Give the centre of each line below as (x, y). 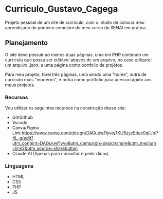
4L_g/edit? (23, 138)
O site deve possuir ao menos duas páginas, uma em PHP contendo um (77, 54)
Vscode (20, 123)
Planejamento (27, 43)
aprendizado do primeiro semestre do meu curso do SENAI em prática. (76, 27)
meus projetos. (20, 85)
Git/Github (22, 117)
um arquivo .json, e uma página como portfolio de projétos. (64, 65)
